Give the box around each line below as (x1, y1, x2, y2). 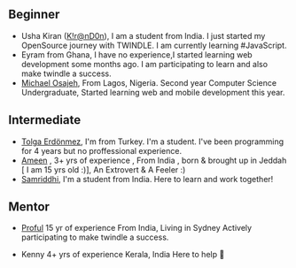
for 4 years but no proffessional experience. (20, 145, 183, 156)
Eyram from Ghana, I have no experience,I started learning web (20, 49, 253, 60)
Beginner (8, 7, 60, 22)
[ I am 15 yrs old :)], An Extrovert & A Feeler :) (20, 164, 186, 175)
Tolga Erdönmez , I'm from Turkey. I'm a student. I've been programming (20, 136, 284, 147)
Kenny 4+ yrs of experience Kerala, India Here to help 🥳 (20, 249, 225, 260)
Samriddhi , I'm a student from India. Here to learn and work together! (20, 173, 274, 184)
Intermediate (8, 112, 82, 127)
